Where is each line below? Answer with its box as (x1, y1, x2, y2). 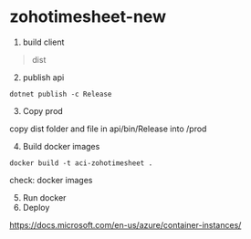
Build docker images (22, 140, 100, 151)
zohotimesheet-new (9, 6, 167, 27)
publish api (22, 71, 65, 83)
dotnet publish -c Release (9, 89, 112, 99)
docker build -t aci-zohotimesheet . (9, 158, 153, 168)
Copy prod (22, 105, 64, 116)
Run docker (22, 192, 67, 203)
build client (22, 36, 65, 47)
